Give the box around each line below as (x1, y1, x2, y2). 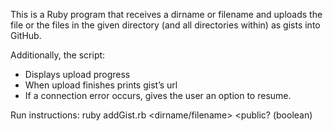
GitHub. (10, 30, 42, 41)
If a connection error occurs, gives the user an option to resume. (24, 90, 292, 101)
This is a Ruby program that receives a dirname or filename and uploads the (10, 9, 323, 20)
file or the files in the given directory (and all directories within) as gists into (10, 19, 321, 31)
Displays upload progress (24, 69, 131, 80)
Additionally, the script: (10, 49, 106, 61)
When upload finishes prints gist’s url (24, 79, 178, 91)
